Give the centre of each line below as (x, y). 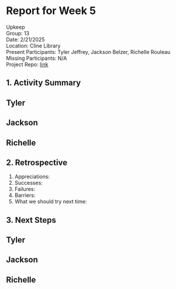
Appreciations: (32, 176)
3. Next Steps (31, 220)
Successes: (28, 183)
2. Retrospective (37, 162)
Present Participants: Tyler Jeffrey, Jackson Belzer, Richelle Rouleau (88, 52)
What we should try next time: (51, 202)
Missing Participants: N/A (37, 58)
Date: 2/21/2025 (25, 39)
